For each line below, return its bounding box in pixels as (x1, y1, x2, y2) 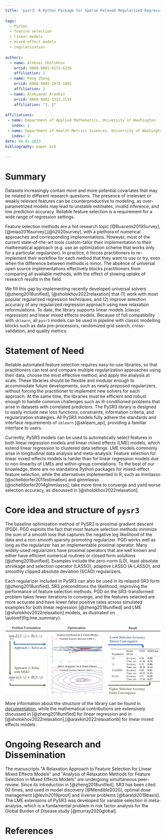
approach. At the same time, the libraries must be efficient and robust (5, 393, 147, 399)
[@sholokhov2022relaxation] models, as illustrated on (5, 610, 115, 616)
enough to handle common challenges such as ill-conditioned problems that (5, 399, 160, 405)
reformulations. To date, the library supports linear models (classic (5, 307, 141, 313)
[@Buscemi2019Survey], (110, 224, 161, 230)
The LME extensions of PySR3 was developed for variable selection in (5, 797, 148, 803)
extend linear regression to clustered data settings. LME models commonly (5, 445, 158, 451)
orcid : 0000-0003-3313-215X (14, 97, 72, 102)
